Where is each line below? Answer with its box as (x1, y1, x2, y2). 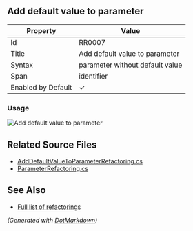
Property (26, 26, 57, 35)
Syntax (10, 60, 33, 70)
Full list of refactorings (17, 203, 81, 211)
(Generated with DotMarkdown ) (7, 216, 98, 224)
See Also (7, 184, 46, 196)
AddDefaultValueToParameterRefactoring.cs (17, 157, 143, 165)
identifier (79, 71, 108, 81)
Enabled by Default (10, 82, 72, 92)
